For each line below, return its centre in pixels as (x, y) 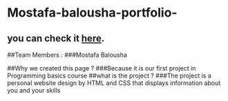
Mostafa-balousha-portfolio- (92, 13)
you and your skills (34, 90)
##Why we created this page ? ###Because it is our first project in (102, 68)
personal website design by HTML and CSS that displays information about (114, 83)
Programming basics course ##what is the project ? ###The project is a (110, 75)
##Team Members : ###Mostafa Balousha (67, 55)
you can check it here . (56, 38)
